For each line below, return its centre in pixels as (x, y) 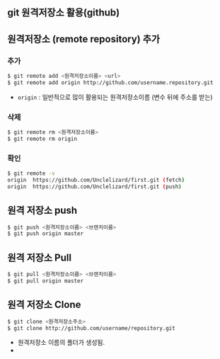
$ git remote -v (31, 173)
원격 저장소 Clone (44, 305)
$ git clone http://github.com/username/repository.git (91, 328)
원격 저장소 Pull (40, 257)
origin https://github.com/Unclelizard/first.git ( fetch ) (96, 180)
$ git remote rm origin (42, 139)
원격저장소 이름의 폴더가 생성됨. (61, 343)
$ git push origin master (45, 234)
